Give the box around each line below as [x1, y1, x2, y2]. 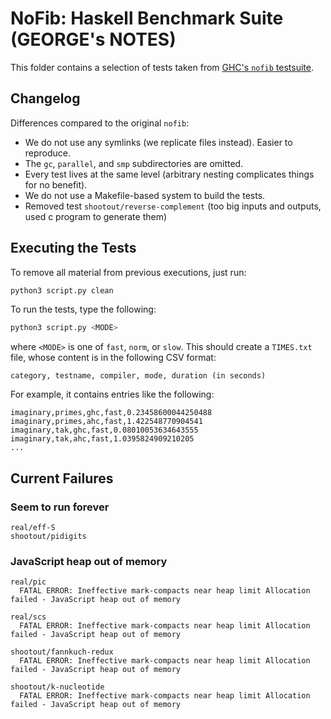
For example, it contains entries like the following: [10, 388, 215, 401]
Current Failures [10, 470, 114, 487]
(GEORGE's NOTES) [10, 28, 177, 51]
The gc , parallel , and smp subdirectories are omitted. [24, 157, 244, 169]
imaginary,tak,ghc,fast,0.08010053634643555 [10, 425, 199, 436]
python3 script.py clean [10, 285, 114, 296]
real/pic [10, 577, 47, 587]
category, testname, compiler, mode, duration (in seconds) [10, 371, 267, 381]
